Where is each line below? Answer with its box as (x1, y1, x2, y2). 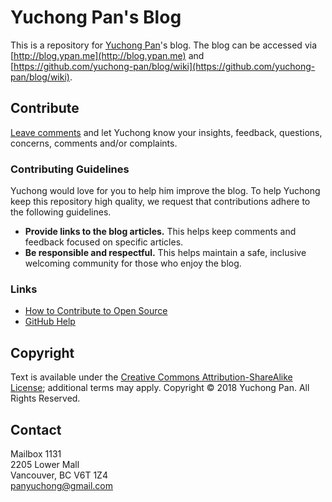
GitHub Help (24, 316, 76, 328)
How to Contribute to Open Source (24, 305, 168, 317)
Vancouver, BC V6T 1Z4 (10, 469, 108, 481)
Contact (10, 421, 62, 438)
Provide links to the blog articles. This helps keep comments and (24, 226, 297, 238)
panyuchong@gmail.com (10, 479, 114, 491)
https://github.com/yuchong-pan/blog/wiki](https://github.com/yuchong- (13, 60, 316, 72)
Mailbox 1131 (10, 447, 62, 460)
